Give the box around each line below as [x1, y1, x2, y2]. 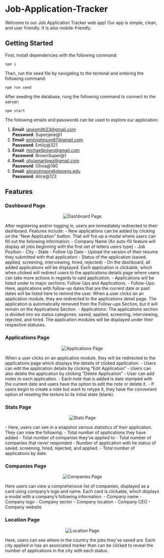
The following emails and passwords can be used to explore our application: [5, 117, 159, 123]
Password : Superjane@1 [12, 132, 62, 137]
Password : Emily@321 [12, 142, 58, 148]
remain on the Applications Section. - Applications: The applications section [5, 306, 158, 312]
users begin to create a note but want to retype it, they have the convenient [5, 386, 157, 392]
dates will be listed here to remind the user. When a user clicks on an [5, 291, 144, 296]
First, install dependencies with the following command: [5, 52, 117, 58]
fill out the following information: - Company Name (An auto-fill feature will [5, 239, 156, 244]
